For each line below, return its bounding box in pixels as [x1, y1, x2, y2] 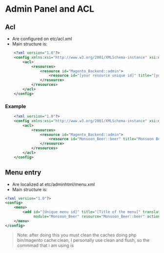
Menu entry [5, 169, 41, 177]
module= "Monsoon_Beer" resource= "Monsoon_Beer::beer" [33, 214, 145, 219]
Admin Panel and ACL [5, 3, 94, 15]
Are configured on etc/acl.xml [12, 36, 72, 42]
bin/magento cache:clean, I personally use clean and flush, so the [17, 237, 150, 243]
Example [5, 103, 26, 109]
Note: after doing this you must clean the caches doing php [17, 232, 137, 238]
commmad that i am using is [17, 242, 74, 248]
